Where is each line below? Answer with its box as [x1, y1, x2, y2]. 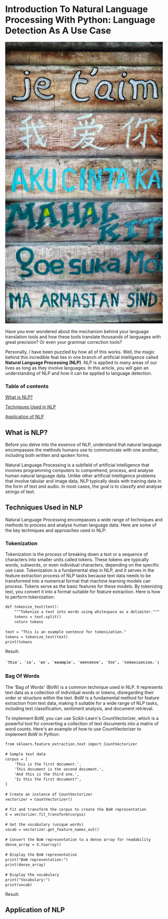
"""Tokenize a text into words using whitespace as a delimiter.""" [14, 609, 160, 614]
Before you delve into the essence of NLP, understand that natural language [5, 441, 161, 448]
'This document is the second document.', [14, 767, 104, 772]
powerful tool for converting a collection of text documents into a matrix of [5, 720, 159, 726]
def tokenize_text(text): [5, 604, 59, 609]
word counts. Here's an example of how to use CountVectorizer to [5, 725, 141, 732]
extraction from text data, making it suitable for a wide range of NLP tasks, [5, 700, 158, 706]
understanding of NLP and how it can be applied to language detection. [5, 370, 152, 376]
